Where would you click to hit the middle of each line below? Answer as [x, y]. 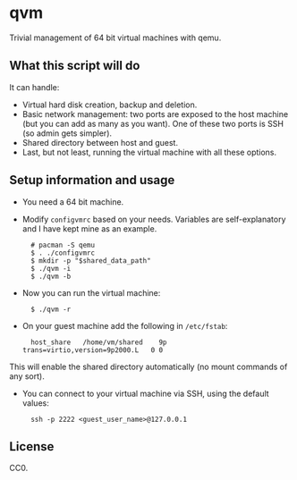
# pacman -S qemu [63, 245]
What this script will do [75, 66]
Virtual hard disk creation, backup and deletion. [110, 105]
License [32, 446]
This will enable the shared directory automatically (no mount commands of [148, 366]
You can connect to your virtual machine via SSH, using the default [146, 393]
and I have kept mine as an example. [89, 228]
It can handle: [34, 87]
